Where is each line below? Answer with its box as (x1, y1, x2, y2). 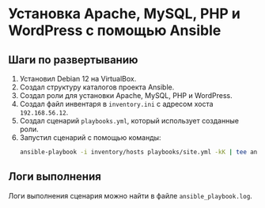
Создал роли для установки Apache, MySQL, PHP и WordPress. (19, 91, 233, 100)
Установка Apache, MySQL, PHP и (8, 5, 241, 23)
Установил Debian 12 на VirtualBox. (19, 74, 137, 83)
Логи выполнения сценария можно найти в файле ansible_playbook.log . (8, 191, 253, 200)
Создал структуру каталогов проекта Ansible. (19, 82, 175, 92)
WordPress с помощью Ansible (8, 21, 221, 40)
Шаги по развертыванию (8, 53, 138, 66)
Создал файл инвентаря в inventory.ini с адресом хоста (19, 100, 214, 108)
